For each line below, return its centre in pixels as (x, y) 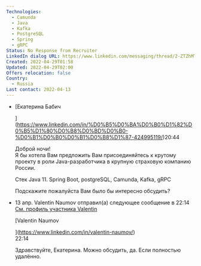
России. (25, 167)
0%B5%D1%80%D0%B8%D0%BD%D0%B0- (71, 131)
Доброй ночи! (33, 149)
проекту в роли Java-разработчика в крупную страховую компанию (103, 161)
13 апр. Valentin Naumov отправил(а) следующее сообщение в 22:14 (102, 202)
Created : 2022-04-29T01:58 (40, 62)
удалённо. (28, 256)
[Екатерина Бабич (38, 106)
